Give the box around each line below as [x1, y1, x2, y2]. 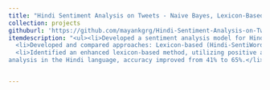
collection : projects [8, 19, 81, 27]
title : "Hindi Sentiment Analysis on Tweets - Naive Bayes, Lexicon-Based [8, 11, 264, 20]
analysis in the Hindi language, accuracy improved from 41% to [8, 57, 228, 65]
